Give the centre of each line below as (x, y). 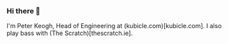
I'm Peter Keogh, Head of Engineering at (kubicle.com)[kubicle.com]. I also (114, 26)
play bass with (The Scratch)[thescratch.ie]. (70, 33)
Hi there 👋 (24, 11)
